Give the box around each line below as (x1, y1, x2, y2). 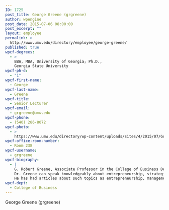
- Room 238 (10, 143, 33, 149)
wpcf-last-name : (5, 87, 39, 92)
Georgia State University (14, 63, 69, 68)
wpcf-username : (5, 148, 37, 153)
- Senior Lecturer (10, 101, 49, 106)
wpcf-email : (5, 106, 30, 111)
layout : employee (5, 31, 42, 36)
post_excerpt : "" (5, 26, 42, 31)
